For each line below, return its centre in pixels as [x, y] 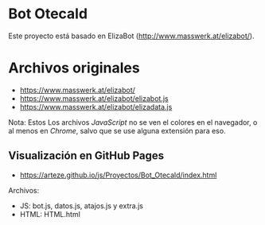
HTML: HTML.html [50, 214]
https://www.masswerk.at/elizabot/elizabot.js [94, 98]
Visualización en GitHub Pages [86, 156]
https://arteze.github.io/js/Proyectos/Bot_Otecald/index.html [118, 175]
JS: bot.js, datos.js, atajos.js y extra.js [81, 206]
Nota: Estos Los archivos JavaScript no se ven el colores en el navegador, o [133, 122]
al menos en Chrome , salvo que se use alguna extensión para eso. [117, 130]
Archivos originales [74, 68]
